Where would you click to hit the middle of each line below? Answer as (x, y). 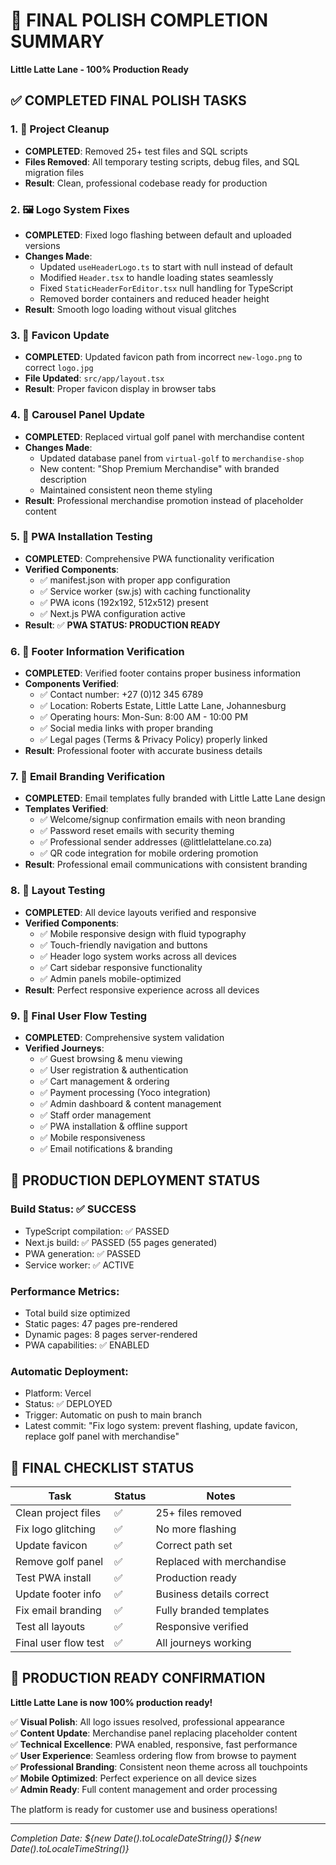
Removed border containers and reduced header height (154, 298)
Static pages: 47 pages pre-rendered (101, 1323)
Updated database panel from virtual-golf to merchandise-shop (172, 458)
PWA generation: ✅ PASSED (83, 1253)
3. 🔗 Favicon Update (60, 335)
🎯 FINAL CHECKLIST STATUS (102, 1467)
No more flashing (196, 1529)
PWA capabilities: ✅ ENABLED (87, 1345)
